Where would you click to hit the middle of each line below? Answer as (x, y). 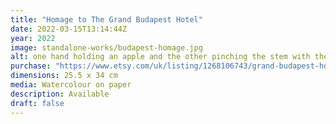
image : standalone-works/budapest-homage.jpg (106, 47)
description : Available (60, 94)
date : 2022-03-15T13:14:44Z (69, 29)
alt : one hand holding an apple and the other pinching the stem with (160, 57)
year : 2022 (33, 38)
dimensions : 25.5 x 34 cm (64, 76)
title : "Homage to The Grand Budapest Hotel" (106, 19)
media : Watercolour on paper (71, 85)
